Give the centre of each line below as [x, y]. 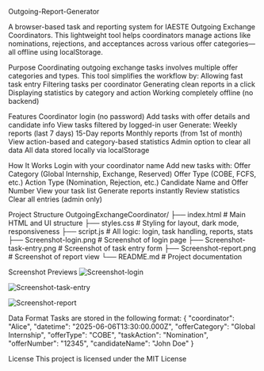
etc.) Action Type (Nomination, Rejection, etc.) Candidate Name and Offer [128, 182]
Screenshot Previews [43, 272]
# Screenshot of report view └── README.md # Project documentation [125, 256]
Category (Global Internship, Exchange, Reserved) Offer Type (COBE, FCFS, [132, 174]
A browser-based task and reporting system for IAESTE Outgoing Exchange [132, 27]
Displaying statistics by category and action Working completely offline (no [131, 93]
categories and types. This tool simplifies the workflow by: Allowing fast [126, 76]
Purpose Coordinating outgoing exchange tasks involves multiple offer [123, 67]
